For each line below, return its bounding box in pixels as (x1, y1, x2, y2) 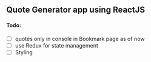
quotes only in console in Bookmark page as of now (15, 35, 145, 42)
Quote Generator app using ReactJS (6, 5, 146, 15)
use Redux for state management (15, 42, 99, 49)
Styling (15, 48, 33, 56)
